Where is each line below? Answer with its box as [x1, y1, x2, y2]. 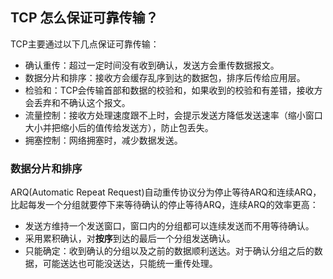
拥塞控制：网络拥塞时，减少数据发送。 [24, 134, 183, 146]
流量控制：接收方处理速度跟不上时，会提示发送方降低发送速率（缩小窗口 [24, 109, 323, 121]
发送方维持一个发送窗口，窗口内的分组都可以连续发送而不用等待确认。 [24, 220, 315, 232]
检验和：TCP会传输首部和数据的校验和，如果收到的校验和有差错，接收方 [24, 84, 323, 96]
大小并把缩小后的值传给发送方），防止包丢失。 [24, 121, 214, 133]
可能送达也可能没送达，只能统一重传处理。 [42, 258, 218, 270]
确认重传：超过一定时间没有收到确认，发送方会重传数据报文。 [24, 59, 280, 71]
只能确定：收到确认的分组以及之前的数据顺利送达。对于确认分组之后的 [24, 245, 315, 257]
